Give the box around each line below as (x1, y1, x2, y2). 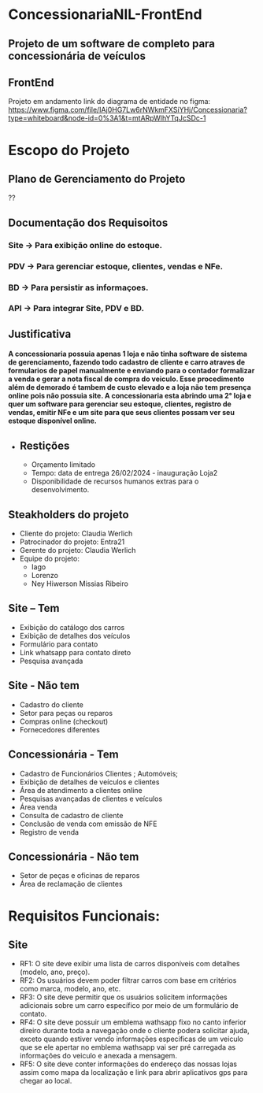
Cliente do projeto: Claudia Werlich (19, 529, 133, 539)
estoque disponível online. (8, 416, 97, 426)
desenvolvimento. (31, 485, 90, 495)
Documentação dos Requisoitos (8, 216, 169, 229)
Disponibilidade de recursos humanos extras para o (31, 476, 199, 486)
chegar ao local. (19, 1076, 72, 1086)
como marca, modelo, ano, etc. (19, 984, 121, 994)
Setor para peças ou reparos (19, 708, 113, 717)
